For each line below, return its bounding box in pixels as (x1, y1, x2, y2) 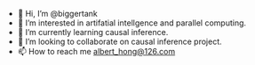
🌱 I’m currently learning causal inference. (17, 27, 169, 37)
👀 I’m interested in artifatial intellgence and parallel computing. (17, 18, 247, 28)
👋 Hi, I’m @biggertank (17, 9, 98, 18)
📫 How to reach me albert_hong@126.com (17, 47, 176, 56)
